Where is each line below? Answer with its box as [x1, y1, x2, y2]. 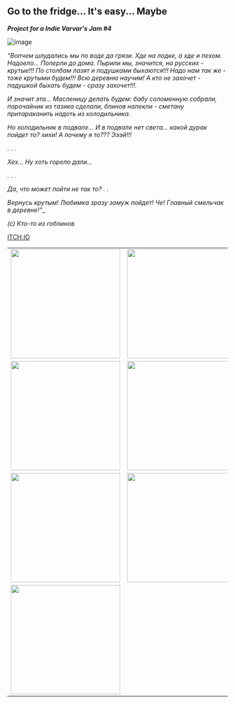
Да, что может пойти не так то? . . [7, 185, 109, 193]
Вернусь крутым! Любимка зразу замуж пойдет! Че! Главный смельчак [7, 198, 224, 206]
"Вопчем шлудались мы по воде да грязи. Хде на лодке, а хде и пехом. [7, 51, 222, 59]
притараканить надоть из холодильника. [7, 109, 131, 118]
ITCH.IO [7, 232, 30, 241]
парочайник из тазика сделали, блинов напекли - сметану [7, 101, 185, 111]
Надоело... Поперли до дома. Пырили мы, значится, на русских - [7, 59, 204, 67]
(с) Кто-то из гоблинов [7, 219, 75, 227]
